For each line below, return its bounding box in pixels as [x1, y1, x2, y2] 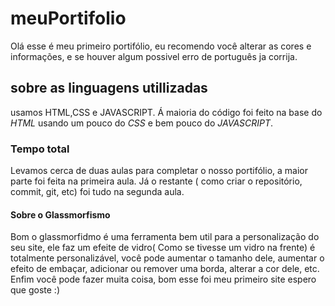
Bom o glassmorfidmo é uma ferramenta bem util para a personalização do [10, 231, 320, 243]
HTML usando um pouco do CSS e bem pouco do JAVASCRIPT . [10, 117, 274, 129]
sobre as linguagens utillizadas [10, 80, 208, 97]
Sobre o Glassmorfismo [10, 208, 111, 221]
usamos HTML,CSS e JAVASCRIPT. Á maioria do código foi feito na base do [10, 106, 323, 118]
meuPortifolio [10, 7, 127, 30]
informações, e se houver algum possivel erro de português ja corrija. [10, 50, 298, 62]
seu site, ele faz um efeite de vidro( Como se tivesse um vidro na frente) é [10, 242, 316, 254]
